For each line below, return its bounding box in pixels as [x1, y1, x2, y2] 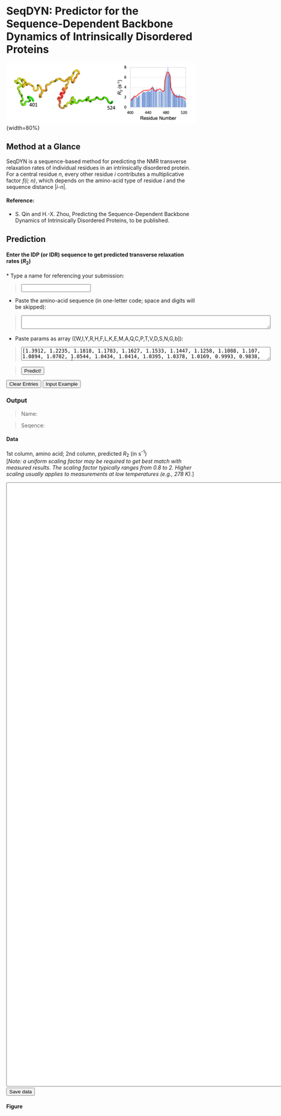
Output [6, 396, 28, 405]
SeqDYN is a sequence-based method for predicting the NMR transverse [6, 158, 187, 165]
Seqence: [20, 421, 45, 429]
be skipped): [14, 303, 46, 311]
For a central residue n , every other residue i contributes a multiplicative [6, 170, 184, 178]
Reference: [6, 197, 35, 204]
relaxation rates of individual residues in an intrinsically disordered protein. [6, 164, 191, 171]
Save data [9, 1088, 32, 1095]
